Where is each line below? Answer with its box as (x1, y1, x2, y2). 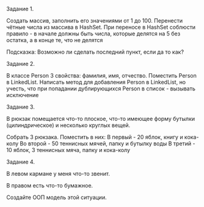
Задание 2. (6, 60, 35, 67)
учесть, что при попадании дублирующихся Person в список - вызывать (6, 85, 195, 92)
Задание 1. (6, 5, 34, 12)
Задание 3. (6, 103, 35, 111)
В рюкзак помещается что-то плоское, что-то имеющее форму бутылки (6, 115, 195, 122)
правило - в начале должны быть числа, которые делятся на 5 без (6, 30, 181, 37)
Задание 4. (6, 158, 35, 165)
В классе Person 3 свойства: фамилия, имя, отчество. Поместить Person (6, 72, 197, 79)
